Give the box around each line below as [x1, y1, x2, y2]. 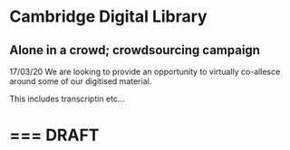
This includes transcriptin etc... [9, 93, 125, 104]
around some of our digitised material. [9, 76, 152, 87]
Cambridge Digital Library [9, 6, 208, 27]
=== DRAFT [9, 125, 100, 145]
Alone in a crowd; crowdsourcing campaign [9, 42, 261, 58]
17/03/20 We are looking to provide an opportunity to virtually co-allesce [9, 66, 281, 77]
